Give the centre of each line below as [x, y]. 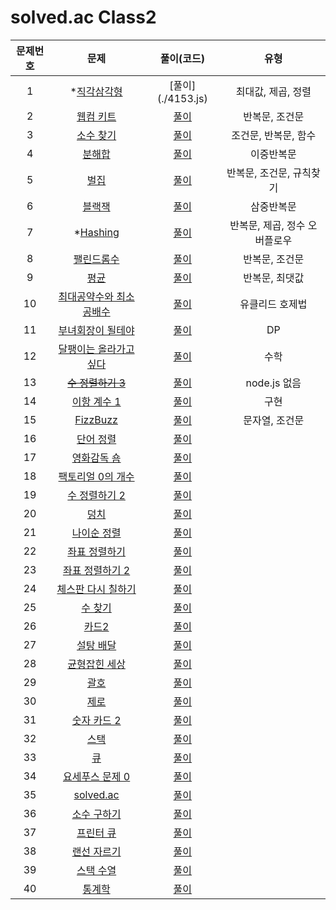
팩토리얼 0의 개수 [96, 476]
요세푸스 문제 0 [96, 776]
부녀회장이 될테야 [96, 330]
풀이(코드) [182, 58]
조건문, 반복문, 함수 [274, 135]
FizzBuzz [96, 419]
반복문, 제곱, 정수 [267, 225]
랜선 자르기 [96, 851]
